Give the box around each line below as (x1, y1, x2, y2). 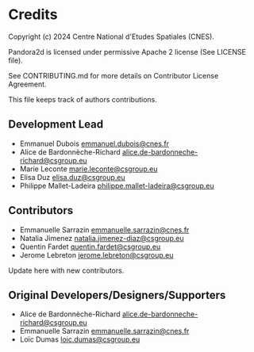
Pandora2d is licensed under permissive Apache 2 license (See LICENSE (8, 47, 246, 56)
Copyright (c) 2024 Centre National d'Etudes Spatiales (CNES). (8, 32, 214, 41)
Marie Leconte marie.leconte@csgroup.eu (19, 164, 158, 174)
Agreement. (8, 79, 47, 89)
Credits (8, 6, 58, 24)
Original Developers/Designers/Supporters (8, 288, 226, 302)
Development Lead (8, 117, 104, 132)
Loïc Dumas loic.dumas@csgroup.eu (19, 335, 140, 344)
